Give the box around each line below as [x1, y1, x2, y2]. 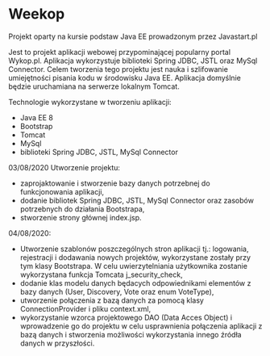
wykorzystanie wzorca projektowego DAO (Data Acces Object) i [19, 312, 232, 322]
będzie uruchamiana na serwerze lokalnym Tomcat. [8, 82, 180, 91]
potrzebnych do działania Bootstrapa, [19, 203, 145, 214]
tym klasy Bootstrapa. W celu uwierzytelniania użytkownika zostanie [19, 261, 248, 270]
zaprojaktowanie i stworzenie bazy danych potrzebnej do [19, 178, 211, 188]
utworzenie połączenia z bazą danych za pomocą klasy [19, 295, 204, 305]
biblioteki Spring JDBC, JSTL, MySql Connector [19, 147, 179, 157]
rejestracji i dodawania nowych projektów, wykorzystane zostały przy [19, 252, 251, 262]
